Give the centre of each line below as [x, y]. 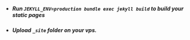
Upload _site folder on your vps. [54, 30]
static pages [28, 15]
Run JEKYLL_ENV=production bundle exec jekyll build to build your [98, 8]
